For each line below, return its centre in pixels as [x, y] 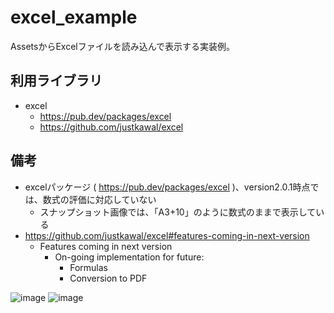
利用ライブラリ [56, 81]
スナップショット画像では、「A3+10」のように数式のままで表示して [178, 212]
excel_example [74, 17]
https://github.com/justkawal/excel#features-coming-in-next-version [167, 235]
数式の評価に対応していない [99, 199]
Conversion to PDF [108, 278]
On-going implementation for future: [129, 257]
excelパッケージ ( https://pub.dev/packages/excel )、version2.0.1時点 [167, 187]
